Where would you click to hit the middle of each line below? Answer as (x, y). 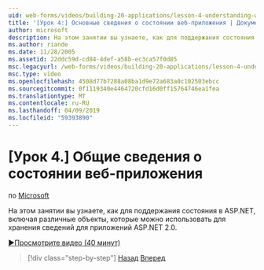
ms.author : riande (38, 45)
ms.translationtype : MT (47, 96)
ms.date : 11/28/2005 (42, 52)
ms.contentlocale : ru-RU (49, 103)
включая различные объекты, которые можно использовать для (117, 219)
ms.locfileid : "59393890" (50, 118)
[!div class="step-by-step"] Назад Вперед (96, 257)
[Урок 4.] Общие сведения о (105, 157)
